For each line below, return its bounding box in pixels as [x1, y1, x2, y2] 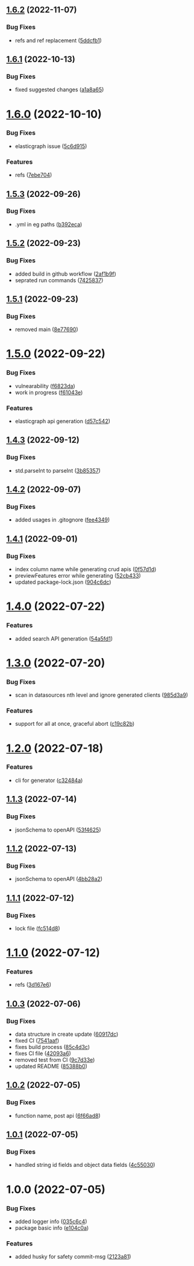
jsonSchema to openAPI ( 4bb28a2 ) [14, 876, 103, 883]
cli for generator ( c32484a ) [14, 777, 83, 784]
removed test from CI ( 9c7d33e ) [14, 1056, 95, 1064]
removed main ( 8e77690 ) [14, 326, 78, 333]
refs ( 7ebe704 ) [14, 172, 52, 179]
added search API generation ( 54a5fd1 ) [14, 635, 113, 642]
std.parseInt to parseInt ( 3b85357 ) [14, 467, 101, 474]
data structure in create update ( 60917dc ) [14, 1030, 119, 1038]
